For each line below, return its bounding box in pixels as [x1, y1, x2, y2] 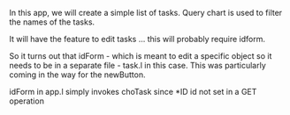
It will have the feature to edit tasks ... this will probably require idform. [9, 34, 265, 44]
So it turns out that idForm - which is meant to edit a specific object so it [9, 51, 272, 61]
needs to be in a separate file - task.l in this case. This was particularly [9, 61, 267, 70]
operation [9, 96, 44, 106]
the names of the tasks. [9, 17, 95, 27]
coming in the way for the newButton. [9, 69, 146, 80]
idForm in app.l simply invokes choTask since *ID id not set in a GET [9, 87, 257, 97]
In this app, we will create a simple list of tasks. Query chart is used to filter [9, 8, 283, 18]
